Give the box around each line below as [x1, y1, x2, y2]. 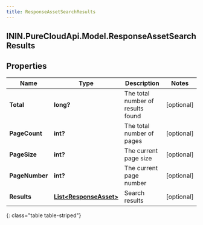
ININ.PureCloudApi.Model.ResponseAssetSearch [6, 31, 196, 42]
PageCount [9, 129, 42, 138]
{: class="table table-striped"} [6, 212, 82, 219]
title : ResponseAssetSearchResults [6, 8, 96, 15]
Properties [6, 61, 47, 71]
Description [124, 79, 160, 87]
